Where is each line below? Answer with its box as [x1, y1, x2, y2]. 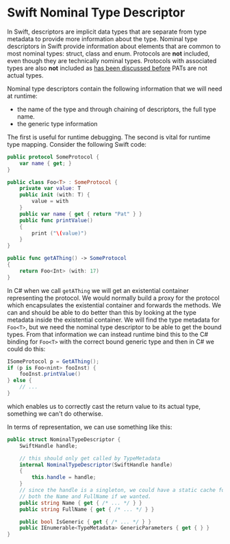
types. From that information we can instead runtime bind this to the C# [7, 330, 209, 338]
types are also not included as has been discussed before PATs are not [7, 64, 207, 72]
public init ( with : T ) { [19, 191, 90, 198]
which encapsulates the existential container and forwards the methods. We [7, 300, 221, 309]
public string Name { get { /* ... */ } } [19, 499, 142, 506]
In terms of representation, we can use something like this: [7, 423, 172, 431]
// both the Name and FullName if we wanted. [19, 493, 152, 500]
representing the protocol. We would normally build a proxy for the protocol [7, 294, 220, 302]
